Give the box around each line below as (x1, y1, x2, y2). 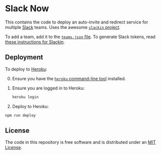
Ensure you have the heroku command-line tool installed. (12, 75, 126, 81)
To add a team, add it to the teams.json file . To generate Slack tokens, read (5, 34, 156, 40)
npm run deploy (5, 113, 36, 118)
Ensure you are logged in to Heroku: (12, 85, 85, 91)
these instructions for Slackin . (5, 39, 65, 44)
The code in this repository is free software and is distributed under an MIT (5, 139, 156, 145)
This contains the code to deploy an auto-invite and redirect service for (5, 19, 148, 25)
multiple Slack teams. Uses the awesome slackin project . (5, 24, 121, 30)
